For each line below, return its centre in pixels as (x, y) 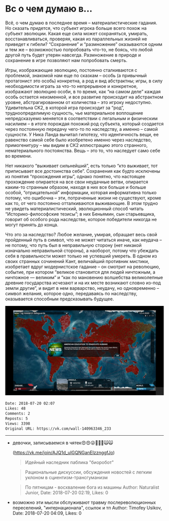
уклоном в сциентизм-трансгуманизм (66, 478)
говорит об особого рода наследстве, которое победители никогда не (81, 219)
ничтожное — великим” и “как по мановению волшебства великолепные (84, 277)
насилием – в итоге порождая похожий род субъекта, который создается (84, 124)
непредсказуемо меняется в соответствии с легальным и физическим (81, 118)
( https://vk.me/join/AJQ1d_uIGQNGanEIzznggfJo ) (63, 453)
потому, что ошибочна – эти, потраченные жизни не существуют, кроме (83, 198)
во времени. (19, 156)
